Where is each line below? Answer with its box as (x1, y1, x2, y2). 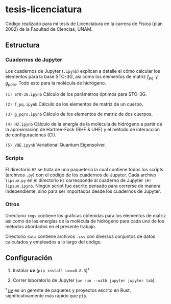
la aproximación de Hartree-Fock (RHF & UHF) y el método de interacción (5, 127, 160, 133)
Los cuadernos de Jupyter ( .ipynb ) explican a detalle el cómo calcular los (5, 68, 160, 74)
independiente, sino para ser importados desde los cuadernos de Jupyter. (5, 188, 161, 194)
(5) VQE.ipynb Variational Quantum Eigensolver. (5, 142, 106, 148)
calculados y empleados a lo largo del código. (5, 238, 102, 245)
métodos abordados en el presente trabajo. (5, 223, 96, 229)
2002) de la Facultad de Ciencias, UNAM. (5, 26, 93, 32)
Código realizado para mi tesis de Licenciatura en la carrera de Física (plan (5, 21, 163, 27)
